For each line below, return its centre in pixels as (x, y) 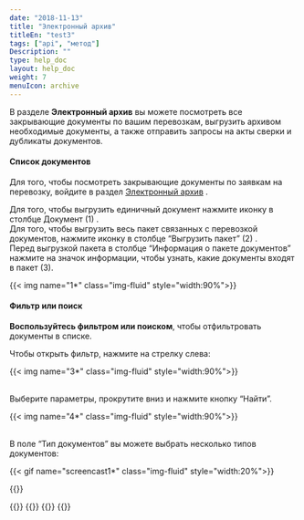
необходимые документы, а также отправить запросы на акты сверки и (151, 131)
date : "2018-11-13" (47, 18)
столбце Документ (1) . (54, 219)
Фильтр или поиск (46, 306)
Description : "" (40, 52)
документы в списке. (51, 336)
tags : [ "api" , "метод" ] (55, 43)
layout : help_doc (42, 69)
